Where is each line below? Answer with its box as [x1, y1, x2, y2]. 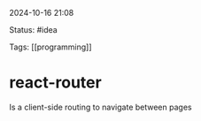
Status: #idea [9, 25, 58, 34]
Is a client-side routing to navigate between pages [9, 102, 192, 112]
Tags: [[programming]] [9, 42, 92, 52]
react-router [9, 72, 102, 93]
